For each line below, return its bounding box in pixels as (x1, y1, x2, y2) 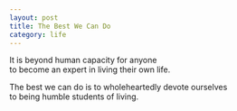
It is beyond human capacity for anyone (9, 55, 157, 66)
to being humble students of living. (9, 91, 139, 102)
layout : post (9, 13, 59, 23)
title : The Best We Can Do (9, 22, 111, 31)
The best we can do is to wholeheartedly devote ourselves (9, 82, 228, 93)
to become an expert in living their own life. (9, 64, 171, 75)
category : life (9, 30, 67, 39)
